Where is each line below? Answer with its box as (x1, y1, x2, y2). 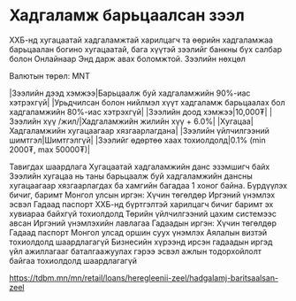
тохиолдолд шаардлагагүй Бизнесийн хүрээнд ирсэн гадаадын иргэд (9, 236, 273, 247)
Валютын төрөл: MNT (9, 70, 90, 81)
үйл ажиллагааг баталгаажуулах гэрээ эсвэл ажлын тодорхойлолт (9, 245, 262, 257)
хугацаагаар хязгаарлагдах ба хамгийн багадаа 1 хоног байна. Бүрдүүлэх (9, 180, 288, 190)
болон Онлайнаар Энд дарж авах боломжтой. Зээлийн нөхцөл (9, 53, 246, 64)
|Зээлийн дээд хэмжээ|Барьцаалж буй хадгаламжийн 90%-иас (9, 88, 251, 98)
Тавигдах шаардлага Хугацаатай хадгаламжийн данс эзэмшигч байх (9, 161, 270, 172)
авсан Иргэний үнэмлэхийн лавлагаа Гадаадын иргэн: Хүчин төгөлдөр (9, 218, 277, 228)
